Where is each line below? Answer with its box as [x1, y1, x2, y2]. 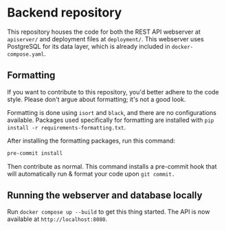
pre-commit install [7, 149, 63, 156]
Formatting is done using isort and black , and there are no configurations [7, 108, 216, 116]
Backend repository [7, 5, 122, 21]
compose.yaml [7, 50, 45, 58]
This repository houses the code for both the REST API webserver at [7, 28, 201, 36]
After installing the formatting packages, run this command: [7, 136, 176, 145]
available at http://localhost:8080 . [7, 215, 108, 223]
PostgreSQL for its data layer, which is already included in [7, 42, 170, 50]
